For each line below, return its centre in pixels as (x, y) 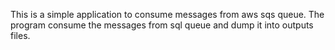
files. (20, 35)
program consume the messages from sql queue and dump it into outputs (162, 25)
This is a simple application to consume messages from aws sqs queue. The (167, 14)
